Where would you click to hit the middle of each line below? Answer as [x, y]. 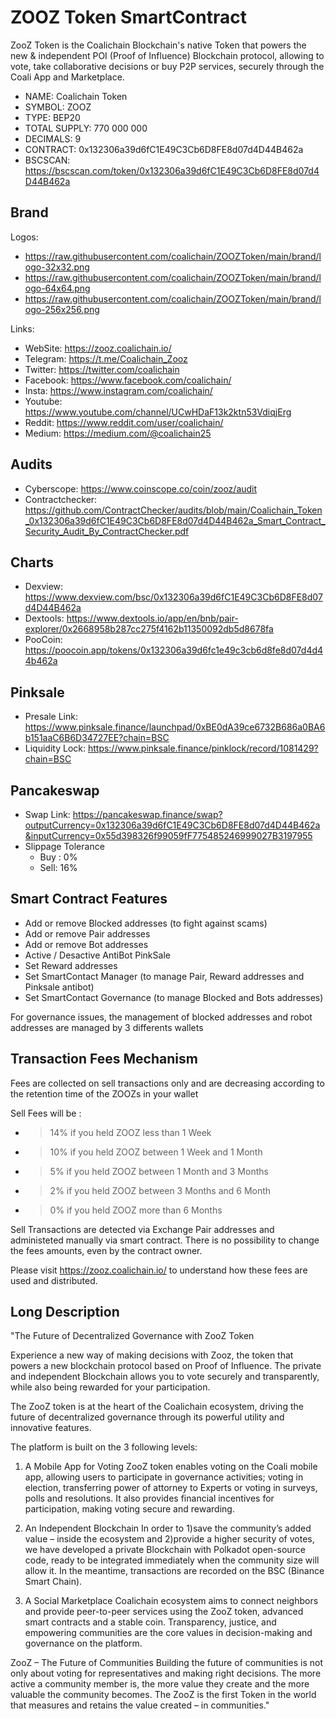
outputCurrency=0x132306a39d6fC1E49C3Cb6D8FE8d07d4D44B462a [172, 825]
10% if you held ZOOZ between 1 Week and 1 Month [156, 1152]
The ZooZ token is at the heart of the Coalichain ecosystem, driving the [157, 1407]
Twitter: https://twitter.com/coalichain [102, 369]
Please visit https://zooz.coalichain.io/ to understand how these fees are [159, 1270]
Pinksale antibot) [59, 987]
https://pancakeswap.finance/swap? [147, 814]
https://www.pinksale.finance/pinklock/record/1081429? [203, 748]
